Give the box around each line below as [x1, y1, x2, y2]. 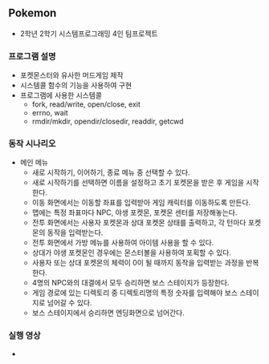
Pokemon [8, 6, 57, 20]
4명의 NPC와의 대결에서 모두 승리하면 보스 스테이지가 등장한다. [31, 278, 230, 288]
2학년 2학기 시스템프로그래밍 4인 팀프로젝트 [19, 28, 158, 38]
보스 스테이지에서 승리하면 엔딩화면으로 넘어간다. [31, 308, 185, 317]
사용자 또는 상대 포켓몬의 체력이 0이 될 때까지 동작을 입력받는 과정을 [31, 258, 245, 268]
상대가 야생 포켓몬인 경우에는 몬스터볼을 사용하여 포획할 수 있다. [31, 248, 231, 257]
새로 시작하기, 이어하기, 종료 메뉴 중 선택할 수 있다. [31, 168, 190, 177]
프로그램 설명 [8, 51, 56, 62]
